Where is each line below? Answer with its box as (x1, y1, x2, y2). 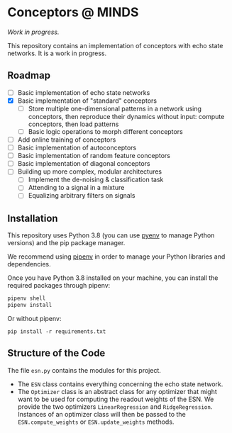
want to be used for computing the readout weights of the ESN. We (17, 395, 214, 403)
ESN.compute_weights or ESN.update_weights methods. (17, 417, 175, 426)
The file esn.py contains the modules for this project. (7, 366, 162, 374)
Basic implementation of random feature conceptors (17, 152, 170, 160)
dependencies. (7, 260, 51, 269)
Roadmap (7, 69, 51, 81)
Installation (7, 212, 58, 224)
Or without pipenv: (7, 315, 62, 323)
